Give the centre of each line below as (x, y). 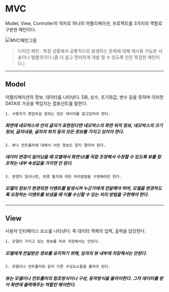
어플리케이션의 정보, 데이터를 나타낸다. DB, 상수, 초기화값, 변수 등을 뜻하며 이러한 (84, 97)
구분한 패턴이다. (21, 29)
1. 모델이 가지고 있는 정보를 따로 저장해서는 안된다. (53, 242)
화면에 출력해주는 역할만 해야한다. (43, 285)
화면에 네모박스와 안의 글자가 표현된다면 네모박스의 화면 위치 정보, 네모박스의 (80, 126)
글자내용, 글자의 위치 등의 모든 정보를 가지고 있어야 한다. (70, 132)
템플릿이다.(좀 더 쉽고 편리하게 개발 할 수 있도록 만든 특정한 (89, 57)
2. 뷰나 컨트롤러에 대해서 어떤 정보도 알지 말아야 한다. (56, 145)
